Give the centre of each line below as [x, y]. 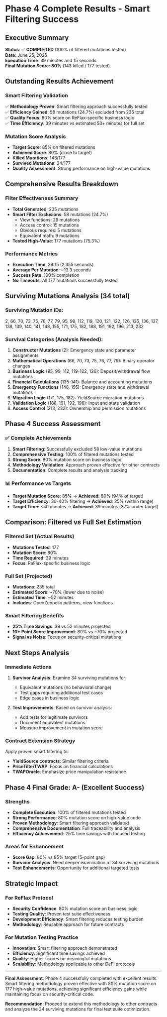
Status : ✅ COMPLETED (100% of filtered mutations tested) [66, 50]
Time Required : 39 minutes [41, 558]
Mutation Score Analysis [36, 136]
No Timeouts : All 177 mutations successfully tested [65, 280]
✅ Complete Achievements [39, 438]
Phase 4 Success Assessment [53, 424]
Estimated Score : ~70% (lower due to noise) [58, 592]
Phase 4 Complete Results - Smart [78, 9]
